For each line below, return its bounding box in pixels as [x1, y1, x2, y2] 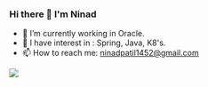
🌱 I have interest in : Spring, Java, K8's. [21, 37, 166, 48]
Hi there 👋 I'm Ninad [9, 8, 97, 20]
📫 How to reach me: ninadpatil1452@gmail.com [21, 48, 199, 59]
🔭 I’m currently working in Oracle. [21, 28, 145, 39]
